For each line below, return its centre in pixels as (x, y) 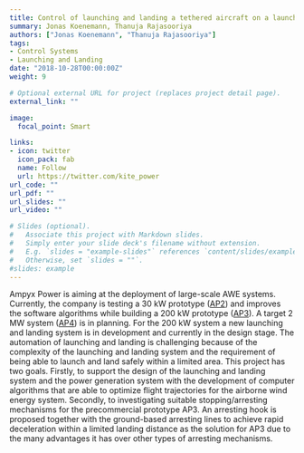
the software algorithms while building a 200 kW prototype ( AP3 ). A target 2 (152, 313)
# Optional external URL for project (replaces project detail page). (145, 93)
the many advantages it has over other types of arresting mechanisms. (141, 439)
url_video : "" (36, 210)
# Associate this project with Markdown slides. (107, 235)
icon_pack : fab (46, 159)
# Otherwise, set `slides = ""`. (76, 260)
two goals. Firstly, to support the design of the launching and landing (138, 371)
